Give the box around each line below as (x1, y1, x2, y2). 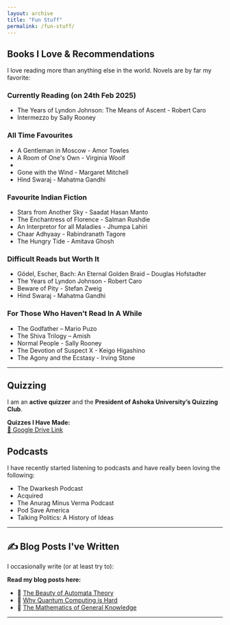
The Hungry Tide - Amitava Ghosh (16, 237, 114, 245)
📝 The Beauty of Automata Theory (16, 589, 114, 597)
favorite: (7, 73, 31, 82)
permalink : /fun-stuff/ (7, 23, 75, 29)
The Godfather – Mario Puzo (16, 324, 97, 332)
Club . (7, 405, 23, 413)
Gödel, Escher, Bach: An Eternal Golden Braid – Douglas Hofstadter (16, 270, 207, 278)
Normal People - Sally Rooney (16, 339, 102, 347)
